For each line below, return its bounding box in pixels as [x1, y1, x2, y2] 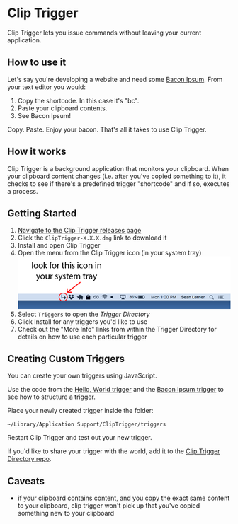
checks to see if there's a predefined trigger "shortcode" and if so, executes [7, 179, 230, 188]
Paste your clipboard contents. [17, 104, 108, 112]
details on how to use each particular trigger [17, 332, 147, 341]
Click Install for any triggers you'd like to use [17, 317, 148, 326]
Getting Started [7, 207, 77, 219]
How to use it [7, 57, 67, 69]
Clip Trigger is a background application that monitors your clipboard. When [7, 164, 229, 173]
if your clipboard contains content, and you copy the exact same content [17, 494, 230, 503]
